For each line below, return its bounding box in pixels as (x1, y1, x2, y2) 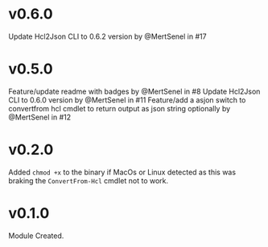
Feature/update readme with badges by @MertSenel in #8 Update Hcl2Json (8, 86, 261, 96)
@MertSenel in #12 (8, 112, 72, 122)
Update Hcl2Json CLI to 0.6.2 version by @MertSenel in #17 (8, 31, 207, 41)
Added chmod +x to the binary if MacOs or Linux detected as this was (8, 167, 236, 177)
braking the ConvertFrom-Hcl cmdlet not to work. (8, 175, 169, 186)
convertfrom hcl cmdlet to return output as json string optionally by (8, 103, 231, 113)
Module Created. (8, 231, 64, 241)
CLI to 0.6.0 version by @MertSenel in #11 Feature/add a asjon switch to (8, 94, 246, 105)
